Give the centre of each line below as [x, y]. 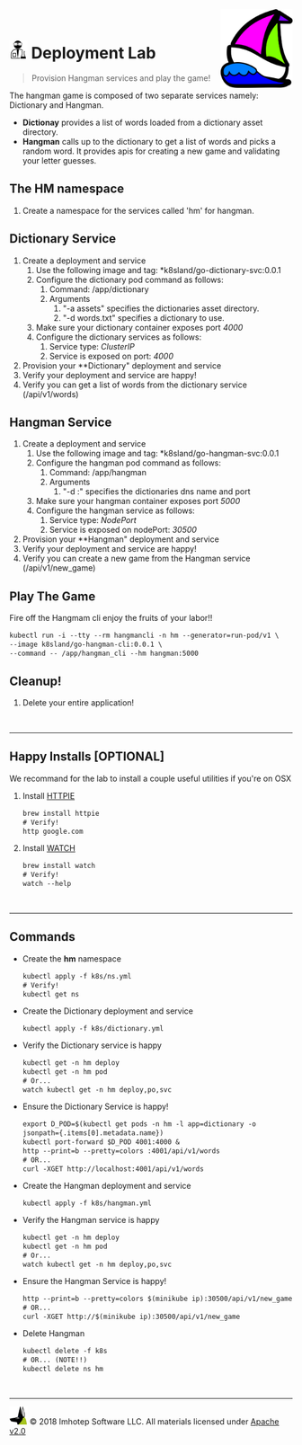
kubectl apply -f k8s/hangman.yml [87, 1203]
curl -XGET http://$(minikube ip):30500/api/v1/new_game [131, 1316]
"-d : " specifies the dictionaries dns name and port [156, 492]
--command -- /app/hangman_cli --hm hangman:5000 [104, 654]
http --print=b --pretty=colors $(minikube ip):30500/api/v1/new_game [157, 1299]
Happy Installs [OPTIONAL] [87, 757]
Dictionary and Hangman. [57, 105]
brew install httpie [61, 813]
